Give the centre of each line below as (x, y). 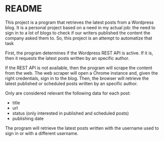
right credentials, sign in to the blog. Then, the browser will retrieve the (77, 78)
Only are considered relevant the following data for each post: (68, 93)
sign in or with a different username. (42, 133)
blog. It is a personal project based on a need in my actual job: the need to (80, 27)
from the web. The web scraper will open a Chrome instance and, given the (82, 73)
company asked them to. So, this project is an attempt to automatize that (79, 38)
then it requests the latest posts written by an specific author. (67, 58)
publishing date (28, 118)
